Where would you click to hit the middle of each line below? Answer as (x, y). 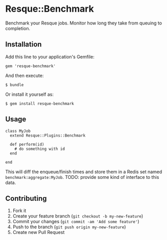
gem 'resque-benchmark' (31, 66)
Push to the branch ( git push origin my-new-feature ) (69, 227)
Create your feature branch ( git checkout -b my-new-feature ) (78, 216)
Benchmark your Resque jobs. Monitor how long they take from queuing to (84, 23)
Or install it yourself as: (29, 94)
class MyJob (18, 131)
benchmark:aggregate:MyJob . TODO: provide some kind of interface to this (82, 177)
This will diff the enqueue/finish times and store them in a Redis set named (84, 172)
